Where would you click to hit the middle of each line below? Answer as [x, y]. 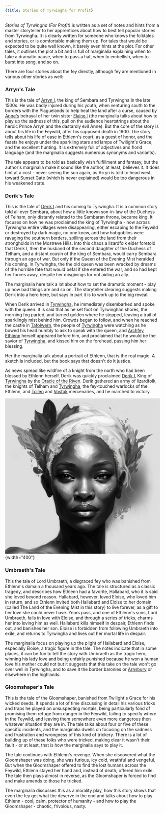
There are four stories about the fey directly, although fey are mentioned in [81, 71]
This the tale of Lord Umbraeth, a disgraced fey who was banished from [78, 581]
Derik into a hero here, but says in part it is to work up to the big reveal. [77, 295]
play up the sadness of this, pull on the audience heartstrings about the [77, 121]
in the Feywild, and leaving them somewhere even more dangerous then [78, 719]
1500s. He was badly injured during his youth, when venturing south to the [80, 105]
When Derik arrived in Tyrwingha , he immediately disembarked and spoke [80, 304]
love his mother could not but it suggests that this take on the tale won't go [81, 664]
